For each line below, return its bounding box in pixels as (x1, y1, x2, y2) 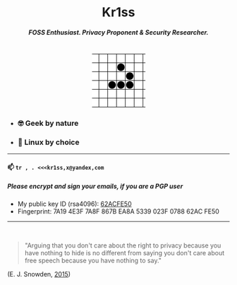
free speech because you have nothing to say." (24, 256, 162, 264)
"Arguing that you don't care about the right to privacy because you (24, 241, 221, 250)
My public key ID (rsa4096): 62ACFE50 (17, 199, 132, 208)
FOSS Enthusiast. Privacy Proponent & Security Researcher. (28, 28, 209, 36)
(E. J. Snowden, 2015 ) (7, 269, 71, 278)
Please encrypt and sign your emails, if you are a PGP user (7, 182, 183, 190)
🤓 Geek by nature (17, 118, 79, 128)
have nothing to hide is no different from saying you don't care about (24, 248, 224, 257)
